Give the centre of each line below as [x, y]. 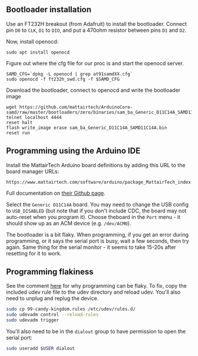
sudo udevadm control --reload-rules [52, 315]
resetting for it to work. [34, 253]
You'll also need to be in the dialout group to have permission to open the [96, 331]
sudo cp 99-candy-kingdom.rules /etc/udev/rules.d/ [71, 309]
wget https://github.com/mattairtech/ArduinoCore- [70, 107]
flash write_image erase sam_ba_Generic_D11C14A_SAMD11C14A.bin [87, 128]
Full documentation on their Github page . [56, 193]
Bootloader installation [49, 10]
